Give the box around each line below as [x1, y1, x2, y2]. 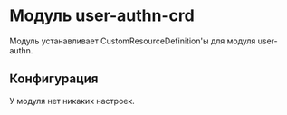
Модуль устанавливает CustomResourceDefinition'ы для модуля [9, 35, 256, 46]
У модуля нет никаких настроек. [9, 95, 136, 106]
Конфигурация [9, 72, 99, 87]
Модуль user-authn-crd [9, 5, 195, 26]
